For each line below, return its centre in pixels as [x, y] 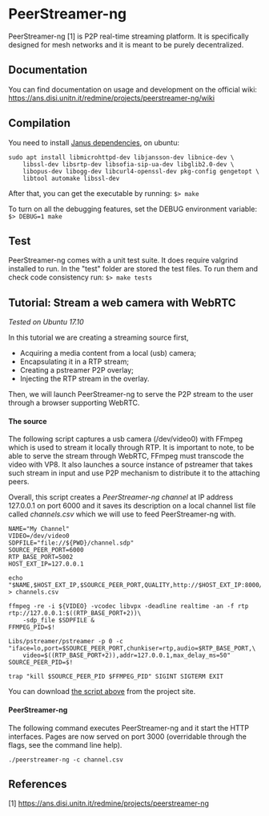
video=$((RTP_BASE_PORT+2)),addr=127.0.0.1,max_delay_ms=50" [126, 655]
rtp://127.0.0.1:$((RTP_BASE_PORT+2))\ [75, 614]
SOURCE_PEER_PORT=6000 [46, 550]
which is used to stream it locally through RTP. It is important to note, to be [131, 447]
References [38, 784]
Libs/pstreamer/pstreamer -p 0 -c [66, 642]
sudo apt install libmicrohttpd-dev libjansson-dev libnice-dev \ [121, 157]
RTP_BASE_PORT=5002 [41, 557]
